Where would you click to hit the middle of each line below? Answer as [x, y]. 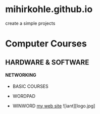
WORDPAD [24, 96]
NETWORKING [21, 75]
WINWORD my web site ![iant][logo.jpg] [54, 106]
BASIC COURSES [31, 86]
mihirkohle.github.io [49, 9]
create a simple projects [30, 23]
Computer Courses [46, 44]
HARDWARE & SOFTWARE [47, 62]
